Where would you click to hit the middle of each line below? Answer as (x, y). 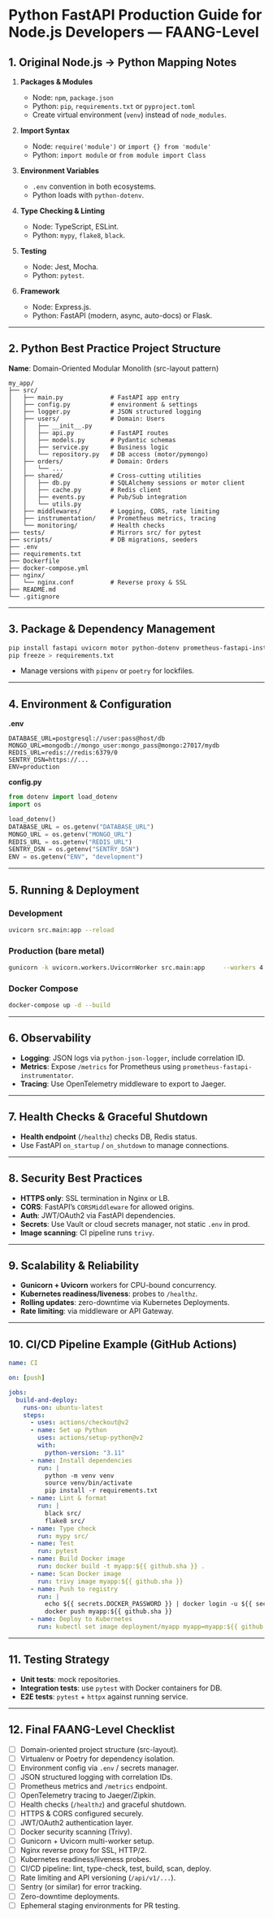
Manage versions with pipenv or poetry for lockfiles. (107, 671)
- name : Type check (63, 1529)
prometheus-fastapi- (217, 1067)
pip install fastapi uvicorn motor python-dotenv (94, 648)
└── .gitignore (34, 596)
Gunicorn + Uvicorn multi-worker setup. (87, 1841)
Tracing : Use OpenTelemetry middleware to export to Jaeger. (123, 1084)
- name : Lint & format (68, 1498)
